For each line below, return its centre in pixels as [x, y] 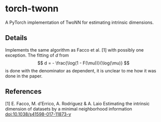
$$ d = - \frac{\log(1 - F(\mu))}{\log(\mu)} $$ [83, 63]
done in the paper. [24, 76]
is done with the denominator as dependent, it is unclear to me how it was [81, 70]
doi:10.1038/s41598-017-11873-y [38, 114]
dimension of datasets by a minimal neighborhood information [69, 109]
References [23, 91]
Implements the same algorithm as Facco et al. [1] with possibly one [75, 50]
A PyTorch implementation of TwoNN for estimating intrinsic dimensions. [80, 22]
